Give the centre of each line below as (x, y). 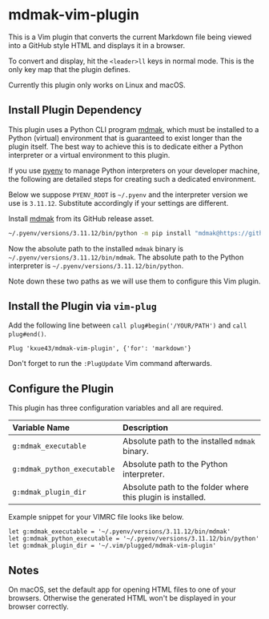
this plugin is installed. (165, 497)
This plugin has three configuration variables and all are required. (116, 408)
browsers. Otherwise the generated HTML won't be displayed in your (122, 598)
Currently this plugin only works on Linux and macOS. (97, 85)
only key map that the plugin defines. (69, 69)
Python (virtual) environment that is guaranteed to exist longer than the (125, 138)
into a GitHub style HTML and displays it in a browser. (97, 45)
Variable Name (41, 428)
